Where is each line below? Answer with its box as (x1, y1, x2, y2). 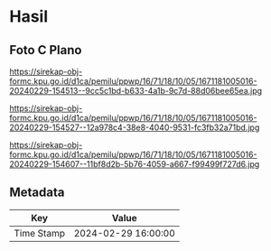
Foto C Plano (9, 42, 82, 58)
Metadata (9, 185, 65, 200)
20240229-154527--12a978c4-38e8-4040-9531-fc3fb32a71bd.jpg (9, 122, 260, 133)
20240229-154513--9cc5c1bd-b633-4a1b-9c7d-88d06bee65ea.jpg (9, 86, 263, 96)
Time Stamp (14, 227, 66, 239)
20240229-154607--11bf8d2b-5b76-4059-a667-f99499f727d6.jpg (9, 159, 260, 169)
